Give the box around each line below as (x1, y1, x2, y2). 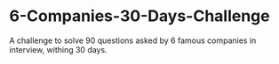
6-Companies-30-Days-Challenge (9, 6, 270, 26)
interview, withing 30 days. (9, 44, 108, 54)
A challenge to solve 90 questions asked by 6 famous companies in (9, 35, 257, 46)
